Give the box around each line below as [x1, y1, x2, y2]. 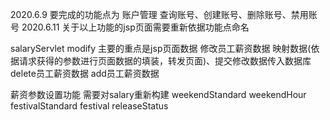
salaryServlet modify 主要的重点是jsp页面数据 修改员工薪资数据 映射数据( [10, 43, 312, 54]
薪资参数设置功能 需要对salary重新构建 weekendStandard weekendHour [10, 89, 307, 100]
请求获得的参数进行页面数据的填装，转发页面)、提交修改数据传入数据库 [18, 55, 312, 67]
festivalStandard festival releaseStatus [10, 100, 169, 112]
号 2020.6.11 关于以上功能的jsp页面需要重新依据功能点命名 [10, 21, 250, 33]
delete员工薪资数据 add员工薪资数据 [10, 68, 160, 79]
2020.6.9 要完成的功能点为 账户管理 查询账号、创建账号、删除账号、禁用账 [10, 9, 318, 20]
